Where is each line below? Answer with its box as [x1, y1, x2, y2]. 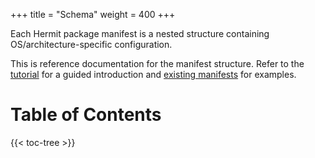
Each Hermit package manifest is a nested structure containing [10, 28, 270, 39]
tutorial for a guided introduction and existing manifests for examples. [10, 69, 297, 80]
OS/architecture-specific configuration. [10, 39, 173, 50]
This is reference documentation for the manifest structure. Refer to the [10, 58, 305, 69]
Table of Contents [10, 104, 162, 126]
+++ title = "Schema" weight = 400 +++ [10, 9, 176, 20]
